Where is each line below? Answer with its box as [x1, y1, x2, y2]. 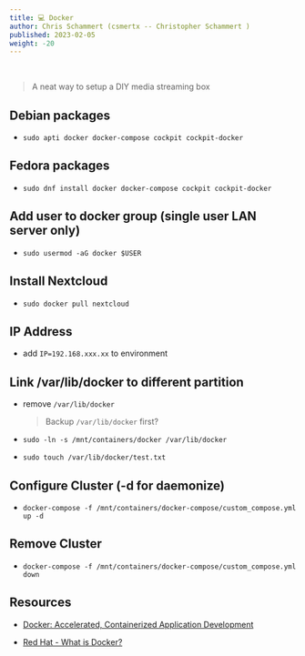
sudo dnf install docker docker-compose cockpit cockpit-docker [22, 184, 272, 193]
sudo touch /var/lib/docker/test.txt [22, 453, 167, 462]
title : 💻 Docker [9, 13, 75, 23]
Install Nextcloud [9, 274, 108, 289]
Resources [9, 595, 72, 611]
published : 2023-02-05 [9, 30, 96, 39]
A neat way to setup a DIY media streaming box [31, 81, 211, 92]
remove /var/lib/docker [22, 399, 116, 409]
